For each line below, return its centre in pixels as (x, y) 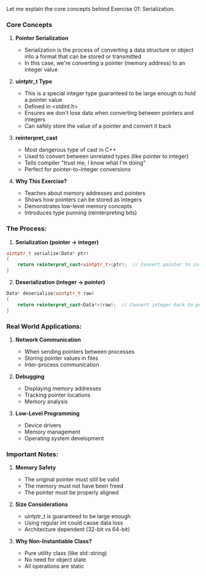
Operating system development (64, 438)
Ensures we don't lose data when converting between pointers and (109, 113)
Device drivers (43, 425)
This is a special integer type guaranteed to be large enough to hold (110, 93)
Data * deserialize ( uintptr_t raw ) (51, 294)
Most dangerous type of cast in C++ (70, 150)
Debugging (30, 376)
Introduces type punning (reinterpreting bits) (81, 213)
